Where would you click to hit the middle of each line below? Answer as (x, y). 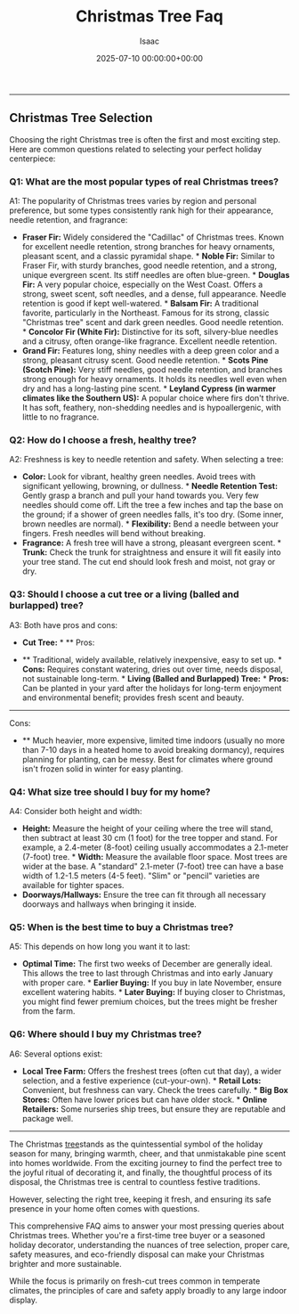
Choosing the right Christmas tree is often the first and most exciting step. (145, 139)
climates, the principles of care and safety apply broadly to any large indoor (148, 1290)
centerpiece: (32, 159)
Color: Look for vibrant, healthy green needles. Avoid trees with (139, 477)
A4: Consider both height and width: (76, 811)
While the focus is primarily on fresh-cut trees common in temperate (135, 1281)
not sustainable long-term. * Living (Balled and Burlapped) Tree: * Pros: (155, 678)
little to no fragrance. (61, 417)
